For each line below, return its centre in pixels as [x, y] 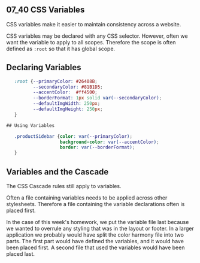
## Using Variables [31, 125]
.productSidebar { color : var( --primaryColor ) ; [73, 136]
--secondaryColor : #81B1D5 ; [68, 87]
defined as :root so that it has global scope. [61, 49]
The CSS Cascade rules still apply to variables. [64, 186]
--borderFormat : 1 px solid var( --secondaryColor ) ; [97, 98]
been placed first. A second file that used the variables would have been [96, 247]
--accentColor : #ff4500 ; [65, 92]
